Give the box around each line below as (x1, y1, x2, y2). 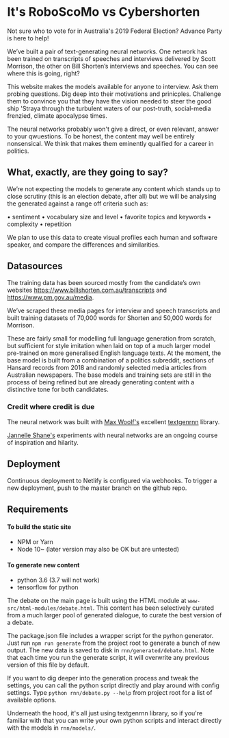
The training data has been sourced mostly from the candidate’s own (7, 278, 201, 286)
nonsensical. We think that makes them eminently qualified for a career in (7, 139, 214, 147)
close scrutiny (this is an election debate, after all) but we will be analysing (7, 192, 217, 200)
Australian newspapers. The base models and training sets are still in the (7, 371, 212, 379)
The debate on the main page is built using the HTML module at (7, 597, 187, 605)
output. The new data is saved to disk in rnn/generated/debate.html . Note (7, 646, 215, 654)
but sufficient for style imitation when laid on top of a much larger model (7, 341, 211, 349)
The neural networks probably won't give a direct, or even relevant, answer (7, 125, 219, 133)
